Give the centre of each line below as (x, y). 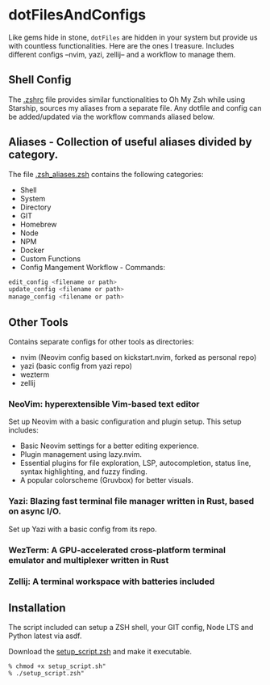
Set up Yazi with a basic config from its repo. (83, 529)
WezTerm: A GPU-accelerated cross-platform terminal (117, 550)
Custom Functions (50, 258)
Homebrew (38, 224)
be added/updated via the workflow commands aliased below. (112, 116)
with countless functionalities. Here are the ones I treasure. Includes (121, 45)
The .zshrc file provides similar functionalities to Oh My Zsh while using (127, 99)
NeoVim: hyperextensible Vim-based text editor (104, 404)
